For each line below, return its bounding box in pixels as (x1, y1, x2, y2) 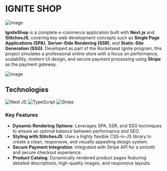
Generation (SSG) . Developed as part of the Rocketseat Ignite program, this (5, 45, 162, 51)
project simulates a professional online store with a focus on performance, (5, 51, 159, 57)
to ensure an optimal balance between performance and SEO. (12, 128, 140, 134)
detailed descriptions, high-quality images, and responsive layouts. (12, 160, 151, 166)
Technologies (5, 86, 49, 94)
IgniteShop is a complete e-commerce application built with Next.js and (5, 29, 155, 35)
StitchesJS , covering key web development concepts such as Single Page (5, 35, 160, 41)
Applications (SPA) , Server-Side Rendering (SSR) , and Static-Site (5, 40, 144, 46)
